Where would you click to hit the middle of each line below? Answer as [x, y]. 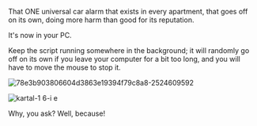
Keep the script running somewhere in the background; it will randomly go [129, 50]
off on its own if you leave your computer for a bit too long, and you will [125, 59]
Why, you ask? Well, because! [57, 113]
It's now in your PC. [40, 35]
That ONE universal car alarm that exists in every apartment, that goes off [128, 11]
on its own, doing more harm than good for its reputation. [101, 20]
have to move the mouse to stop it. [64, 67]
